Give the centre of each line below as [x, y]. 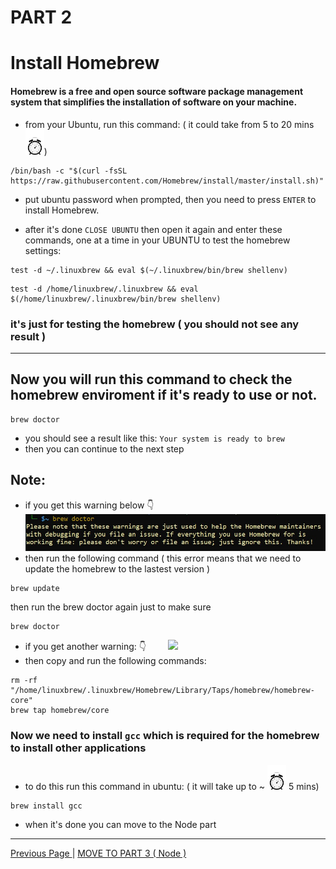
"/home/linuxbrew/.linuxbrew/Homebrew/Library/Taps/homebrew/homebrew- [162, 691]
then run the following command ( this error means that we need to [163, 558]
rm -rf [24, 681]
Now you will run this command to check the [151, 379]
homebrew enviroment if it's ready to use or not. [164, 395]
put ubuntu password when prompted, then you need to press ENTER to [170, 199]
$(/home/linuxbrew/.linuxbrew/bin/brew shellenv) [116, 299]
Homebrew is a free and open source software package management [157, 91]
